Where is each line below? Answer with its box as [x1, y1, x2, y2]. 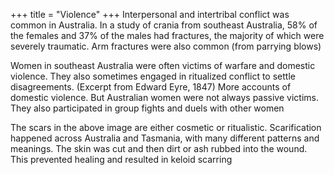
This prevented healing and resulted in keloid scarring [10, 154, 233, 165]
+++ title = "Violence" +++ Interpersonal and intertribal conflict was [10, 9, 290, 20]
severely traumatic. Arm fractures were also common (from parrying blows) [10, 40, 322, 52]
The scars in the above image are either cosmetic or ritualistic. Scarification [10, 122, 322, 133]
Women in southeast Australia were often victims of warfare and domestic [10, 60, 316, 71]
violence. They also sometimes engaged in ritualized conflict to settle [10, 70, 296, 82]
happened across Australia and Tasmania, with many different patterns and [10, 132, 320, 144]
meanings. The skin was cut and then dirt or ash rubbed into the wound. [10, 143, 308, 154]
